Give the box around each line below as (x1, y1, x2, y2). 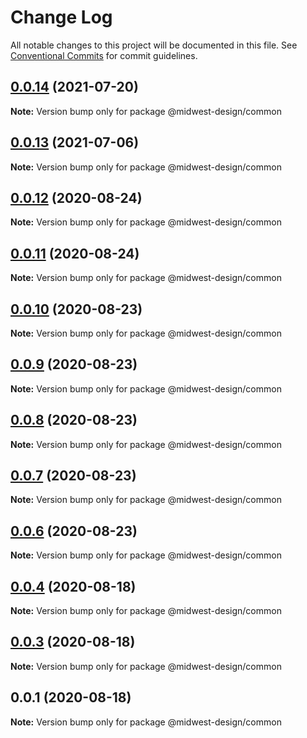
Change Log (10, 6, 113, 29)
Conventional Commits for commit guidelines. (10, 49, 198, 61)
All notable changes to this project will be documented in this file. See (10, 39, 298, 51)
